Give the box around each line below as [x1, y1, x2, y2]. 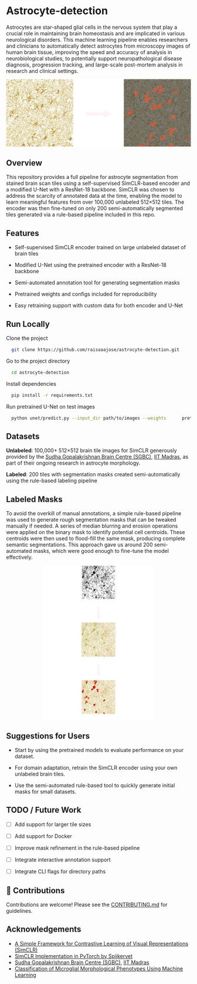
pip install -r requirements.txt [11, 392, 93, 398]
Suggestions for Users [6, 731, 90, 741]
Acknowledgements [6, 925, 81, 935]
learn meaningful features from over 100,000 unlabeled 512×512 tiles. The [6, 198, 185, 206]
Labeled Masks [6, 494, 63, 504]
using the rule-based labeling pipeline [6, 477, 98, 484]
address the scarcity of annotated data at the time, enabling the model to [6, 193, 182, 200]
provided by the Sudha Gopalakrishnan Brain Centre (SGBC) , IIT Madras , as [6, 453, 189, 460]
